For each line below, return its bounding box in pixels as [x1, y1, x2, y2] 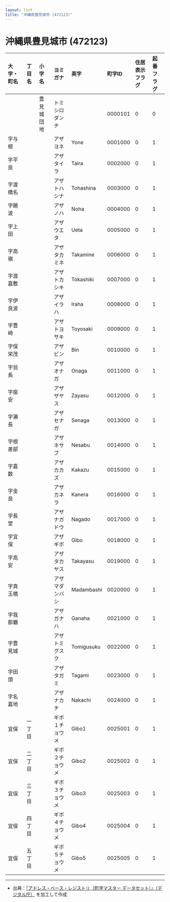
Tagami [71, 672, 89, 679]
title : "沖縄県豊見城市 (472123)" [5, 12, 73, 17]
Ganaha [71, 615, 90, 622]
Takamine [71, 251, 95, 258]
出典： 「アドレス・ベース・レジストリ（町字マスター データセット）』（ [12, 885, 158, 891]
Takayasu [71, 558, 95, 565]
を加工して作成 [36, 891, 67, 897]
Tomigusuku [71, 643, 101, 650]
